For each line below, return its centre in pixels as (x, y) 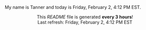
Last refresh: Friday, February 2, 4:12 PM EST (85, 22)
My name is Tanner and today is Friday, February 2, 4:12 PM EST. (73, 7)
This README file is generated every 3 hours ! (85, 17)
